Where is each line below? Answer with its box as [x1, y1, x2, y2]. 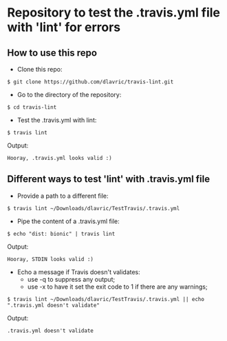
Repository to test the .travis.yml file [7, 5, 221, 21]
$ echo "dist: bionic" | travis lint [7, 230, 116, 237]
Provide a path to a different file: [17, 192, 109, 200]
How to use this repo [7, 47, 98, 59]
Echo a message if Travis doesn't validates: [17, 267, 141, 276]
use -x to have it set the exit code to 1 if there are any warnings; [27, 282, 208, 291]
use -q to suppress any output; [27, 275, 116, 283]
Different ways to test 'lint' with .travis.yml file [7, 174, 210, 185]
